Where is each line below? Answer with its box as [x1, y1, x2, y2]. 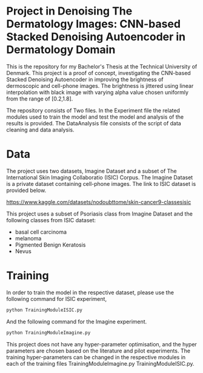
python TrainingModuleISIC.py [6, 307, 83, 313]
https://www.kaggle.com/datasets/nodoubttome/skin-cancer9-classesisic [6, 198, 191, 205]
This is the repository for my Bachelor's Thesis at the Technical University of [6, 62, 198, 70]
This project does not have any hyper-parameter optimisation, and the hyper [6, 340, 197, 348]
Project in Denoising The [6, 4, 133, 18]
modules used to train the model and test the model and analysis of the [6, 113, 184, 120]
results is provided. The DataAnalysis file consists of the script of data [6, 119, 182, 127]
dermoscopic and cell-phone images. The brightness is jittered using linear [6, 82, 194, 89]
